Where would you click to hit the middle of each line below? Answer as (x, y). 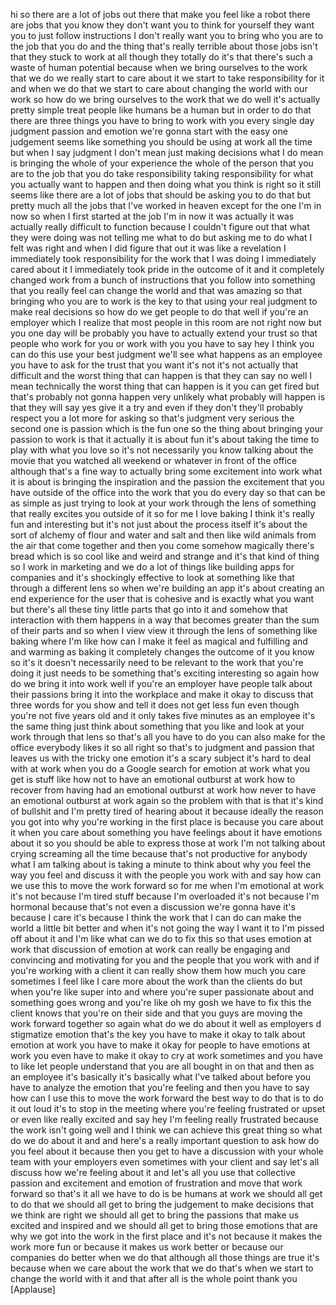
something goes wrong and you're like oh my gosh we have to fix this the (161, 1002)
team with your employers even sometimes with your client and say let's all (165, 1162)
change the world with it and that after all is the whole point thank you (154, 1278)
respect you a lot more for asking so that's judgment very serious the (152, 418)
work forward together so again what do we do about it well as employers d (166, 1023)
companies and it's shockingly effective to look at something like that (152, 577)
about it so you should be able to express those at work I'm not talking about (168, 843)
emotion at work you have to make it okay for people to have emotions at (160, 1045)
